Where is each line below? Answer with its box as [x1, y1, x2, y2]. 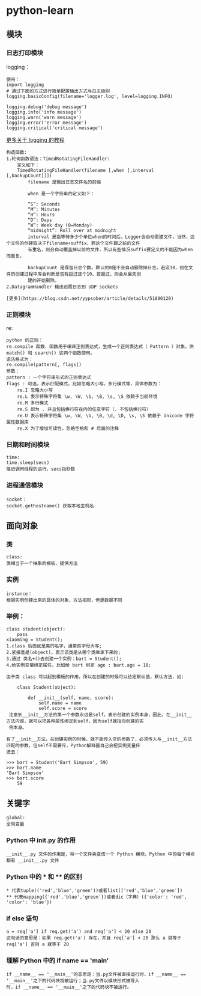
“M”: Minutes [28, 206, 61, 212]
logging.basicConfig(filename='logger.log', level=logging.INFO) [6, 93, 173, 99]
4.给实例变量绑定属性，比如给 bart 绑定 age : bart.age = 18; [6, 662, 151, 668]
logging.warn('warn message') [6, 114, 82, 120]
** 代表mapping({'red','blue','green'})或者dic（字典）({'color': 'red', [6, 894, 187, 900]
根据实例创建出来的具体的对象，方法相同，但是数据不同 [6, 597, 123, 603]
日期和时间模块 [6, 441, 50, 449]
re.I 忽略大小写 [17, 387, 53, 394]
